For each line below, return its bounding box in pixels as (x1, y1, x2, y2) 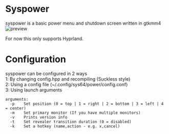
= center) (5, 106, 27, 111)
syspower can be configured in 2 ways (5, 70, 88, 76)
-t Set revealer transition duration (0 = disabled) (10, 119, 132, 124)
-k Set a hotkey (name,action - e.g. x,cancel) (10, 124, 120, 129)
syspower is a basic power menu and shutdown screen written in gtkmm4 (5, 20, 161, 26)
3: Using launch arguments (5, 87, 62, 93)
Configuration (5, 53, 67, 65)
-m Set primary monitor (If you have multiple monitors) (10, 110, 141, 116)
